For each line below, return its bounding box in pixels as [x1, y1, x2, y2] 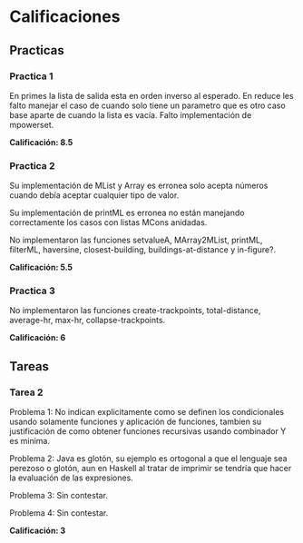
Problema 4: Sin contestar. [9, 508, 109, 518]
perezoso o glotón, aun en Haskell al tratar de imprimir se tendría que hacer [9, 463, 292, 474]
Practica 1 [9, 70, 54, 83]
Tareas [9, 359, 50, 374]
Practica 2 [9, 159, 56, 172]
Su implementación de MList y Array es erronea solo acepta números [9, 180, 269, 192]
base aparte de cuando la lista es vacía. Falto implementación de [9, 109, 252, 120]
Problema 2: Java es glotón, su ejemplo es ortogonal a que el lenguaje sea [9, 453, 288, 464]
